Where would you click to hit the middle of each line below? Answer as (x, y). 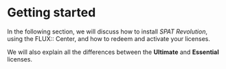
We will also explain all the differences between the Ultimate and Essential (113, 52)
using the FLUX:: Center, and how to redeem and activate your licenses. (109, 38)
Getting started (52, 13)
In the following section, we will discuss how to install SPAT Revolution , (108, 31)
